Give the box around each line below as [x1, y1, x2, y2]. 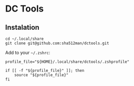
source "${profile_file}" [14, 72, 69, 77]
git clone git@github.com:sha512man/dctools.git [5, 41, 109, 46]
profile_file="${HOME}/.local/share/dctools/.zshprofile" [5, 59, 129, 64]
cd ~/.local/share [5, 36, 44, 41]
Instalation [5, 23, 39, 32]
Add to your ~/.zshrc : [5, 50, 50, 55]
